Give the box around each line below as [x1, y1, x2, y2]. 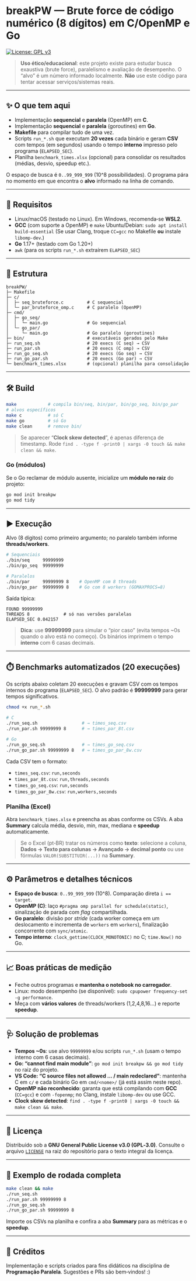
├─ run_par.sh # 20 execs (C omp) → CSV [6, 346, 150, 352]
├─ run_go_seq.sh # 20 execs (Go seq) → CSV [6, 351, 153, 357]
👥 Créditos [6, 1246, 45, 1256]
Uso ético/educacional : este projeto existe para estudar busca [20, 60, 172, 67]
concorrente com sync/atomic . [14, 927, 88, 934]
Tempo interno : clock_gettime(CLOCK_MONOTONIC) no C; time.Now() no [14, 933, 182, 940]
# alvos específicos [6, 407, 57, 413]
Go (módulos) [6, 461, 45, 469]
